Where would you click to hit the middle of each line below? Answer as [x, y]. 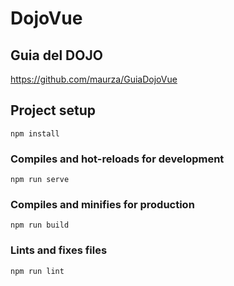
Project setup [53, 110]
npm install [35, 133]
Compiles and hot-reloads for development [117, 159]
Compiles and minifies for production [102, 205]
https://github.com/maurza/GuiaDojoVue [94, 79]
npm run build [40, 225]
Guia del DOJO [56, 55]
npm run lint [37, 271]
